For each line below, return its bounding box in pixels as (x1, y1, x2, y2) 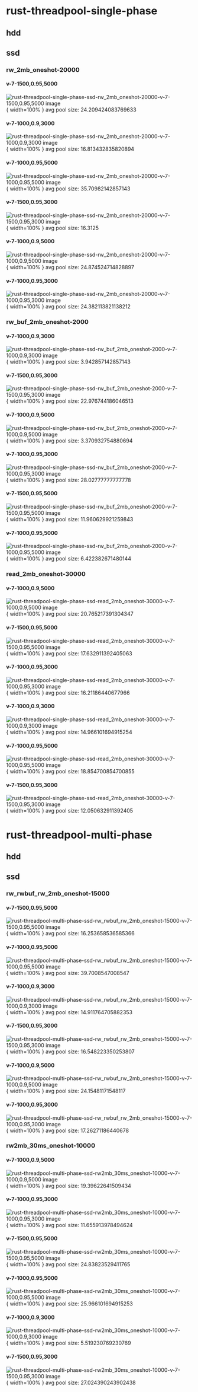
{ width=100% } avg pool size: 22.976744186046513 (6, 397, 134, 404)
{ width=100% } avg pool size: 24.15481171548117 (6, 1087, 126, 1095)
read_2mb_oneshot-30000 (6, 570, 86, 578)
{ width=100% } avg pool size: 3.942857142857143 (6, 358, 131, 365)
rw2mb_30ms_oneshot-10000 (6, 1142, 96, 1150)
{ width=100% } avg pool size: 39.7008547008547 (6, 969, 129, 976)
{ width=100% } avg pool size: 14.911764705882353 (6, 1008, 133, 1015)
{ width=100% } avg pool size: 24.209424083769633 (6, 106, 137, 113)
